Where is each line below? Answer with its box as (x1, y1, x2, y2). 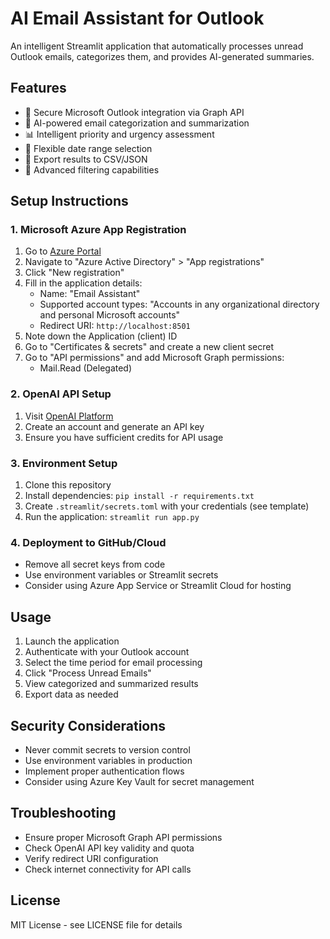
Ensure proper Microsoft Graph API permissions (24, 831, 223, 843)
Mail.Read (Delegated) (39, 362, 133, 374)
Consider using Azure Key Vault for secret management (24, 775, 255, 787)
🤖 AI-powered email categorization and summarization (24, 117, 250, 129)
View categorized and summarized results (24, 678, 199, 690)
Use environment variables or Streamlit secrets (24, 569, 219, 581)
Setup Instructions (10, 193, 129, 210)
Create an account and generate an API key (24, 420, 205, 432)
